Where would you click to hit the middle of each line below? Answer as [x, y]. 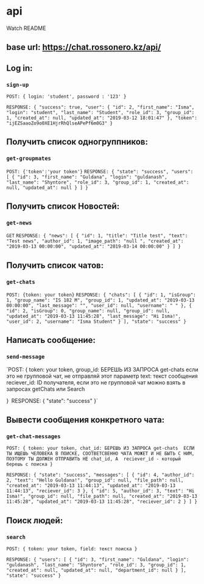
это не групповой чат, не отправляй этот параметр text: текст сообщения [102, 376]
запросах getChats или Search [46, 389]
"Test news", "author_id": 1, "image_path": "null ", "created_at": [95, 241]
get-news [19, 223]
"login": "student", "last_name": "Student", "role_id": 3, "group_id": [100, 113]
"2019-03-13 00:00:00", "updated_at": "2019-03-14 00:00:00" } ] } [94, 247]
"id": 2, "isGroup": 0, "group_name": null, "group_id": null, [88, 311]
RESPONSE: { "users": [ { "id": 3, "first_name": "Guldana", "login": [98, 560]
